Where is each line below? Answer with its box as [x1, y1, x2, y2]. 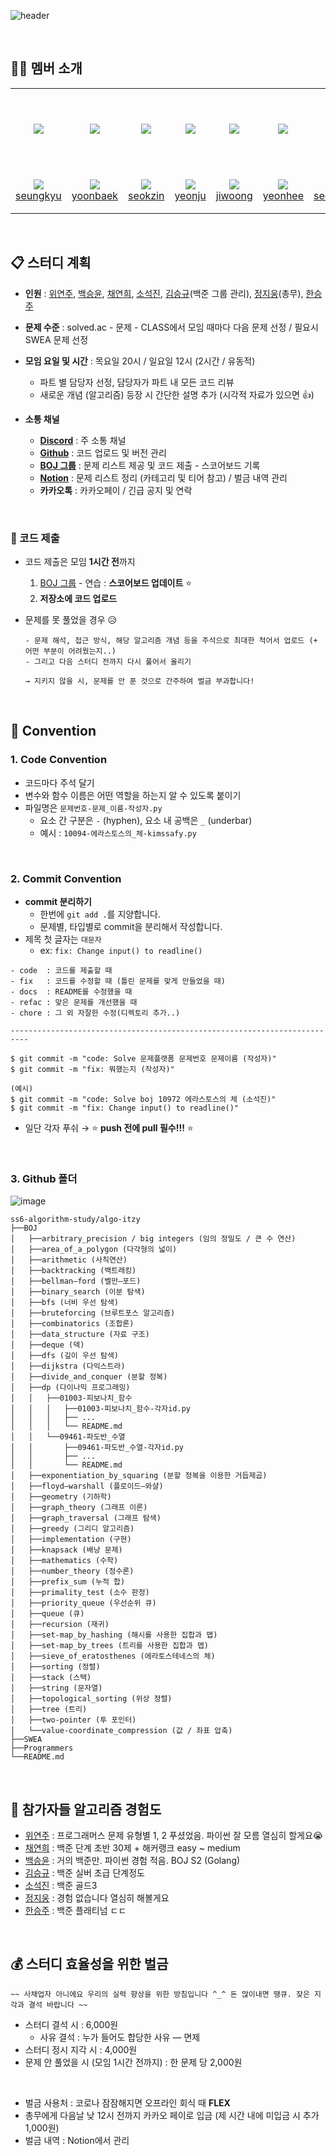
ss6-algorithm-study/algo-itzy [10, 1215, 141, 1225]
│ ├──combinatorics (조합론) [10, 1319, 135, 1329]
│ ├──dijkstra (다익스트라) [10, 1361, 126, 1372]
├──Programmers [10, 1743, 74, 1754]
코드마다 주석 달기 [24, 776, 95, 789]
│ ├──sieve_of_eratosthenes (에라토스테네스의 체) [10, 1651, 216, 1662]
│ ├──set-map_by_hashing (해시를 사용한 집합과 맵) [10, 1630, 218, 1640]
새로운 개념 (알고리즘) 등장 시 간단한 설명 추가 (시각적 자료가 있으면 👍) [39, 388, 315, 400]
